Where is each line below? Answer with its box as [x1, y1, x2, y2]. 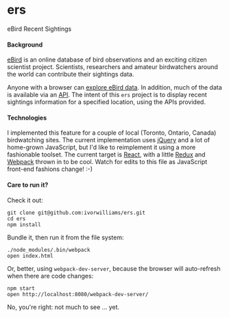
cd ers [7, 215, 26, 222]
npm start [7, 284, 36, 292]
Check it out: [7, 196, 43, 204]
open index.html [7, 252, 53, 259]
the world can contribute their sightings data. [7, 70, 134, 79]
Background [7, 40, 43, 49]
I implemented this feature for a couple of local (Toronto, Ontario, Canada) [7, 129, 217, 137]
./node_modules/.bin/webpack [7, 246, 91, 253]
